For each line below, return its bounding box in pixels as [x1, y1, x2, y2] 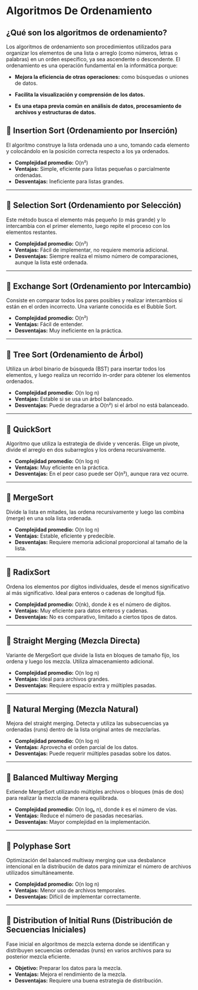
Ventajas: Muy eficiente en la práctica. [14, 464, 110, 471]
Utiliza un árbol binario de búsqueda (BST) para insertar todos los [6, 365, 166, 372]
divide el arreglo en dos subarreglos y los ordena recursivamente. [6, 446, 166, 453]
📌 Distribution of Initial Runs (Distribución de [6, 916, 173, 926]
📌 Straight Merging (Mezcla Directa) [6, 636, 140, 646]
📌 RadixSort [6, 567, 51, 578]
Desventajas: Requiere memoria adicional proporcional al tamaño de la [14, 538, 187, 545]
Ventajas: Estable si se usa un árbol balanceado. [14, 396, 134, 403]
